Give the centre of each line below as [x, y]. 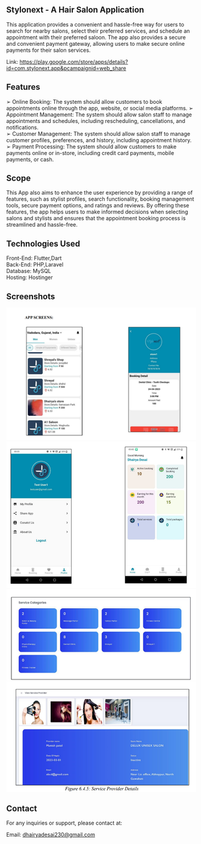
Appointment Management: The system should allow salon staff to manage [99, 115]
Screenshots [31, 296]
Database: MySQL [29, 271]
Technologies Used [43, 244]
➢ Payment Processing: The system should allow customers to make [91, 146]
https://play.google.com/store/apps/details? [74, 61]
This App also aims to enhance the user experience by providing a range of [100, 193]
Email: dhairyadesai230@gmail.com [51, 835]
